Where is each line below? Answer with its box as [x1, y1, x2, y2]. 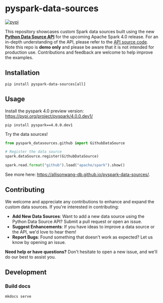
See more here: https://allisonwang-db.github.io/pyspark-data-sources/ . [5, 172, 150, 177]
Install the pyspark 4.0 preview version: [5, 108, 84, 114]
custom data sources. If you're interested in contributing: [5, 204, 119, 210]
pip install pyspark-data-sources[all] [5, 82, 86, 87]
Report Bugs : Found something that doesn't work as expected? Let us [12, 234, 153, 240]
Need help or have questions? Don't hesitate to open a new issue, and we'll [5, 249, 158, 255]
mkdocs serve [5, 294, 32, 299]
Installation [5, 69, 40, 77]
